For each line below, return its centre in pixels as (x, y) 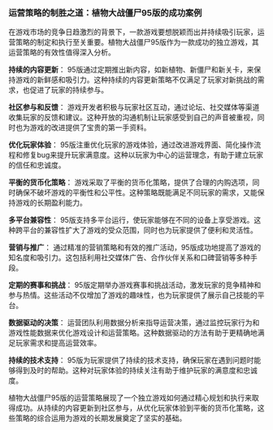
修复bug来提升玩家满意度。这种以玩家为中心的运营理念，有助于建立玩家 (143, 155)
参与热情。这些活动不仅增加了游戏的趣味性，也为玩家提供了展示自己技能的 (133, 295)
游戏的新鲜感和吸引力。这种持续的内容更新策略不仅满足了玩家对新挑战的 (136, 80)
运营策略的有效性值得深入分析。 (62, 52)
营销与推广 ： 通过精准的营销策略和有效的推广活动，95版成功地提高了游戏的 (135, 248)
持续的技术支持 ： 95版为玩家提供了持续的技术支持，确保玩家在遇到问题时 (131, 360)
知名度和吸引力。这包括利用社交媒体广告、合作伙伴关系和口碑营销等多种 (129, 258)
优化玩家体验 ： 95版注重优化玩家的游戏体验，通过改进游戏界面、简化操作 (131, 145)
